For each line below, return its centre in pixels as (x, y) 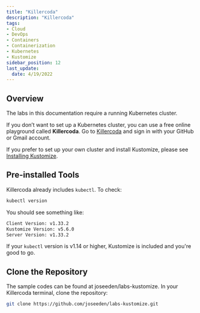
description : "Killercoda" (40, 18)
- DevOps (17, 35)
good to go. (21, 253)
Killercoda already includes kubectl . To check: (64, 189)
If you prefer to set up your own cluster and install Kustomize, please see (97, 150)
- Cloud (16, 29)
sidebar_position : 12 (34, 62)
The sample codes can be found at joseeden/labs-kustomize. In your (92, 286)
